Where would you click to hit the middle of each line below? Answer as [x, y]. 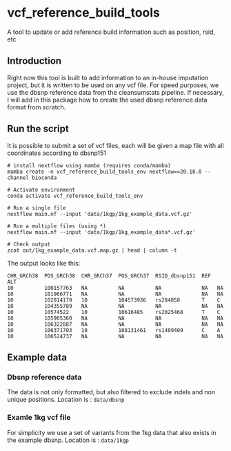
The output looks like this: [44, 263]
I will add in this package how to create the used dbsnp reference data [107, 100]
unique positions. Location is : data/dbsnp [66, 400]
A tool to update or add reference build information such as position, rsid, [111, 32]
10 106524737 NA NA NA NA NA [115, 336]
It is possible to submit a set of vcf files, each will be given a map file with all [115, 145]
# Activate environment [41, 190]
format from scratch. [37, 107]
